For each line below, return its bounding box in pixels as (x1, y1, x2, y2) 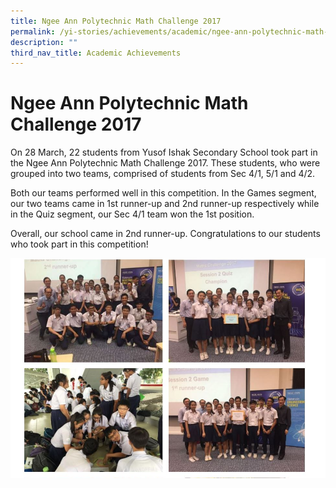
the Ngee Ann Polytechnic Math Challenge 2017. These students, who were (10, 157, 321, 169)
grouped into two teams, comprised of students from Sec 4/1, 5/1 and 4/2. (10, 168, 316, 180)
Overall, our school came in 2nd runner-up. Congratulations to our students (10, 228, 321, 240)
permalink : (10, 26, 56, 37)
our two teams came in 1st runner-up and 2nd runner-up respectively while (10, 198, 320, 210)
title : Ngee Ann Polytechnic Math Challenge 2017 (10, 16, 222, 26)
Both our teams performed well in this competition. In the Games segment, (10, 187, 317, 199)
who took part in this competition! (10, 238, 149, 250)
